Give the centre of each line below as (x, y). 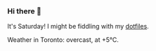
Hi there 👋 (25, 11)
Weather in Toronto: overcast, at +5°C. (63, 40)
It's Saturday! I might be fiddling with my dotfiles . (78, 27)
